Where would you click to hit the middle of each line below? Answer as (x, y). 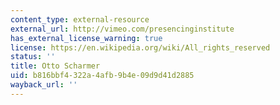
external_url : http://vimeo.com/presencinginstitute (122, 29)
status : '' (33, 57)
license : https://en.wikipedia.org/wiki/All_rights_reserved (140, 47)
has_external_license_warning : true (86, 38)
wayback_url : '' (44, 85)
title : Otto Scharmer (55, 66)
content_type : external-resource (80, 19)
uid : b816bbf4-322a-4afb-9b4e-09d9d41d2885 (102, 76)
